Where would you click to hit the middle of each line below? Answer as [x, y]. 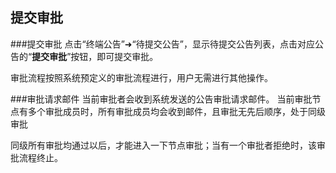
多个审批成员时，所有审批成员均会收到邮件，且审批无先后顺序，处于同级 [176, 111]
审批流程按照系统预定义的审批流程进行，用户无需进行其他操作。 [141, 77]
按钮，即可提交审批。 [114, 56]
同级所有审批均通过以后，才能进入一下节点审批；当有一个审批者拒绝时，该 [163, 145]
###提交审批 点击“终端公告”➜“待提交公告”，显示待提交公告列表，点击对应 [162, 44]
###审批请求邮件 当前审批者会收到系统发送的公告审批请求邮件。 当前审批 [161, 99]
